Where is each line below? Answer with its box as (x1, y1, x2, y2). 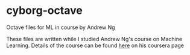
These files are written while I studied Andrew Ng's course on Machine (6, 35, 183, 42)
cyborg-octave (6, 4, 83, 18)
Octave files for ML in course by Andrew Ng (6, 24, 116, 31)
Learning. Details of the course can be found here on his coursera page (6, 42, 185, 49)
